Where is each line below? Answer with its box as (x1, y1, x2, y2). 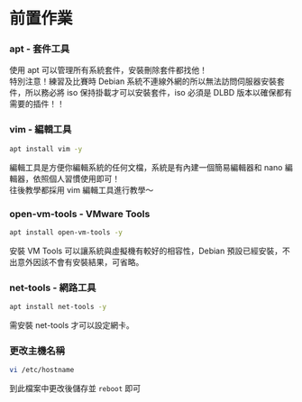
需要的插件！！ (9, 98, 65, 109)
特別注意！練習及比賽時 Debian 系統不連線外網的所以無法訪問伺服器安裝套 (9, 76, 286, 87)
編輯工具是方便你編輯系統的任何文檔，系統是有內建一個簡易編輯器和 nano (9, 161, 283, 172)
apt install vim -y (9, 144, 83, 153)
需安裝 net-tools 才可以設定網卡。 (9, 320, 135, 330)
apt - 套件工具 (9, 42, 70, 55)
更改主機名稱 (9, 344, 66, 357)
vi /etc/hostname (9, 366, 75, 375)
